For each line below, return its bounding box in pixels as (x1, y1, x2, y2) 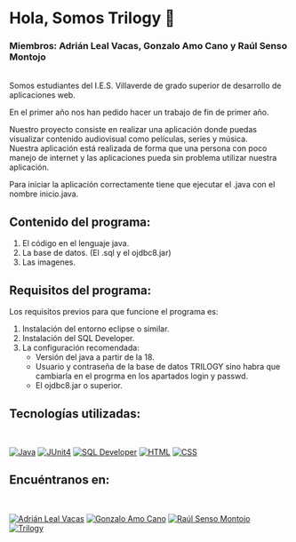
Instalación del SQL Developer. (21, 333, 135, 344)
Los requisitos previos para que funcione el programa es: (9, 307, 219, 317)
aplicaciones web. (9, 90, 76, 100)
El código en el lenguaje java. (21, 238, 130, 249)
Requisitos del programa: (9, 283, 152, 298)
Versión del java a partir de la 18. (35, 352, 156, 363)
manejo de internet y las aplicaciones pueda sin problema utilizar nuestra (9, 153, 277, 163)
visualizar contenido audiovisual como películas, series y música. (9, 133, 248, 145)
